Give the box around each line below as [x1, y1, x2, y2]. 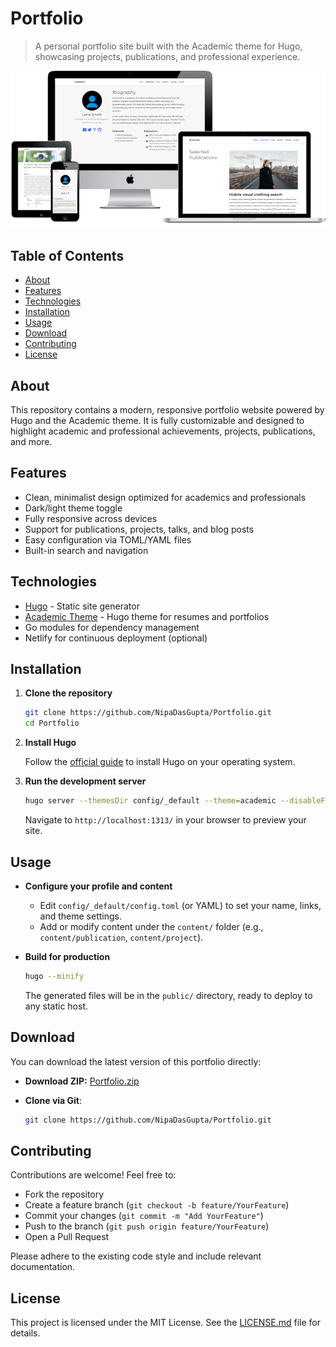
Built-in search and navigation [24, 544, 149, 556]
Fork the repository [24, 1188, 105, 1201]
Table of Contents [10, 247, 125, 264]
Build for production [24, 950, 111, 962]
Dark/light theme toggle [24, 502, 123, 514]
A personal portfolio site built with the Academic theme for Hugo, [34, 40, 303, 52]
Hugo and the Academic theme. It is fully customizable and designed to [10, 415, 305, 427]
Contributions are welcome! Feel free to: [10, 1169, 177, 1181]
